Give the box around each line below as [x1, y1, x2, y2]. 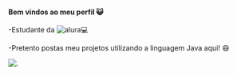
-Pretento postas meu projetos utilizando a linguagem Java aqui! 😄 [8, 43, 230, 53]
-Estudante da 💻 [8, 25, 89, 35]
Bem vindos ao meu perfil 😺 [8, 7, 104, 17]
